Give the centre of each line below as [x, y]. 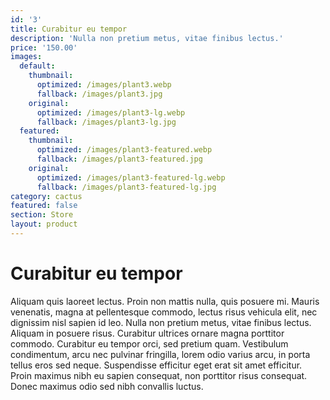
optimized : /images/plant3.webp [104, 85]
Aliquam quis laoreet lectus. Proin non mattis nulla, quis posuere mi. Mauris [165, 301]
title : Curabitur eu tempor [69, 29]
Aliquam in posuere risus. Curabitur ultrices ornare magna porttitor [147, 333]
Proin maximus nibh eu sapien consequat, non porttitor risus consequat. [159, 375]
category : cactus [46, 196]
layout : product [44, 224]
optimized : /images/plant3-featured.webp [124, 150]
